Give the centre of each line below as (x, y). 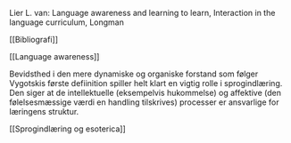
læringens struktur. (44, 111)
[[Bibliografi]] (34, 40)
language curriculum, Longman (67, 22)
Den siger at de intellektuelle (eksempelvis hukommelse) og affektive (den (145, 93)
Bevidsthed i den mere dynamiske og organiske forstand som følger (134, 74)
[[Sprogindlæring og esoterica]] (68, 129)
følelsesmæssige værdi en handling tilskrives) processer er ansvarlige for (144, 102)
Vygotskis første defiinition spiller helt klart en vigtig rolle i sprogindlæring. (146, 83)
